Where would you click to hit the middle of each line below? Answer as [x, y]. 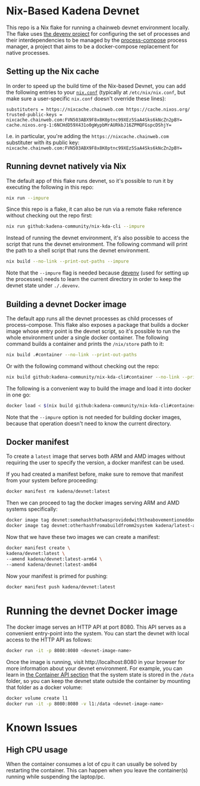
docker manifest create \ [38, 548]
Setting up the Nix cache [53, 72]
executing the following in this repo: [50, 187]
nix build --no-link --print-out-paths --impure [68, 261]
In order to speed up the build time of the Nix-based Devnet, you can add [96, 86]
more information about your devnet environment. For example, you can [94, 669]
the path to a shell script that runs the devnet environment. [78, 251]
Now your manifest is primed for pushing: [57, 576]
